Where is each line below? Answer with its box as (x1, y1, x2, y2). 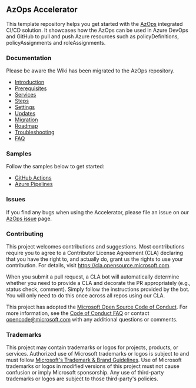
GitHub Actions (14, 174, 52, 181)
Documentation (6, 54, 52, 62)
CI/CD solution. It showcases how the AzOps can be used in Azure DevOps (6, 26, 188, 34)
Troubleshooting (14, 129, 55, 136)
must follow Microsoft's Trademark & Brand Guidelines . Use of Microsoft (6, 356, 182, 364)
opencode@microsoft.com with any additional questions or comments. (6, 316, 178, 323)
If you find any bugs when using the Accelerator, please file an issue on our (6, 208, 190, 215)
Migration (14, 116, 38, 123)
